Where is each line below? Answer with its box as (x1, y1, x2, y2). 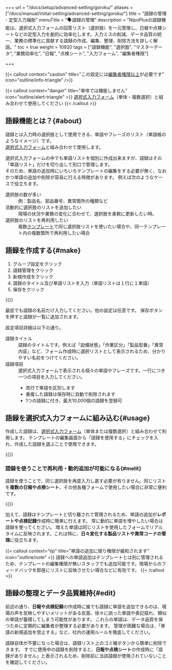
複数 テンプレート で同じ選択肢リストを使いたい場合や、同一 (18, 223, 144, 229)
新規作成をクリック (12, 273, 54, 279)
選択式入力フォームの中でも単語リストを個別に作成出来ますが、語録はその (5, 155, 162, 161)
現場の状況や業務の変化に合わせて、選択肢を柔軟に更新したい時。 (18, 210, 157, 217)
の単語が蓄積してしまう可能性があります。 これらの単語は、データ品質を (5, 616, 159, 622)
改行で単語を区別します (25, 384, 75, 391)
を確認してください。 (5, 659, 50, 665)
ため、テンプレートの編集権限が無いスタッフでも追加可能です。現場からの (5, 560, 162, 567)
